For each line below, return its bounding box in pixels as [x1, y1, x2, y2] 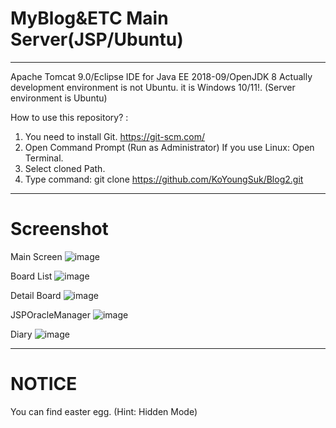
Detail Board [10, 289, 62, 301]
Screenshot [10, 218, 109, 241]
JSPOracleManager [10, 308, 91, 321]
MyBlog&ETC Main [10, 7, 169, 30]
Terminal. [24, 152, 64, 164]
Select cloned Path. [24, 162, 106, 174]
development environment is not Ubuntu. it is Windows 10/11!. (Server [10, 81, 296, 93]
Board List [10, 270, 53, 282]
